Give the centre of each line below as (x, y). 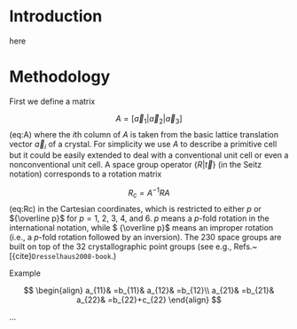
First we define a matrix (52, 101)
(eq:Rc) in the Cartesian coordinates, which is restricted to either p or (135, 208)
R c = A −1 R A (149, 193)
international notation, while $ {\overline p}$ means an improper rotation (141, 227)
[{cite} (21, 255)
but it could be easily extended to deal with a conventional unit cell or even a (149, 155)
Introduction (56, 16)
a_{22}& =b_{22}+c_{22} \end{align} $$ (149, 300)
